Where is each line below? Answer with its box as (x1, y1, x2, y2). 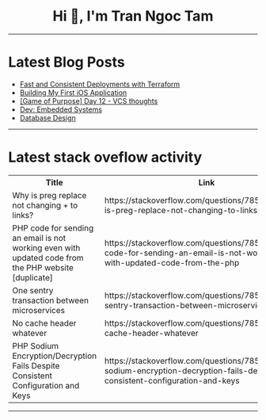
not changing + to (12, 200, 78, 211)
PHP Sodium (12, 340, 59, 351)
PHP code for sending (12, 222, 94, 233)
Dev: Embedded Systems (19, 105, 103, 114)
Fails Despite (12, 360, 60, 371)
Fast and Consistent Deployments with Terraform (19, 79, 180, 89)
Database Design (19, 113, 77, 122)
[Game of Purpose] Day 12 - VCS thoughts (19, 96, 158, 105)
